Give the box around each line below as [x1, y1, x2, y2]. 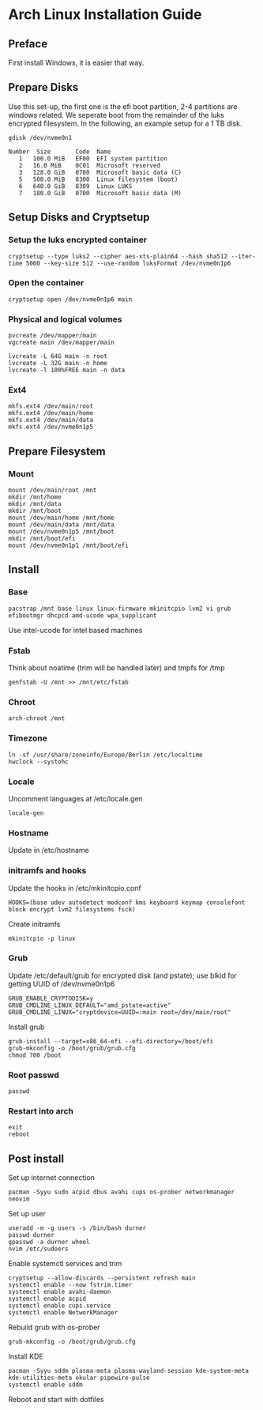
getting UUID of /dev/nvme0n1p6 [8, 978, 115, 989]
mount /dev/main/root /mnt [8, 486, 97, 495]
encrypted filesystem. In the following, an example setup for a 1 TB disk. [8, 119, 242, 128]
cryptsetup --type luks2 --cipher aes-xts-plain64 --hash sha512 [8, 252, 227, 260]
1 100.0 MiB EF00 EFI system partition [18, 154, 168, 163]
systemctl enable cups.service [8, 1302, 111, 1310]
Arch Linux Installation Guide [8, 6, 202, 24]
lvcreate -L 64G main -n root [8, 352, 108, 360]
